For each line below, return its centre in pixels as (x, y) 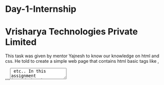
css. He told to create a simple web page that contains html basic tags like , (82, 61)
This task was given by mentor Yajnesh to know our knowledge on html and (82, 56)
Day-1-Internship (41, 9)
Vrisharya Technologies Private (71, 32)
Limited (21, 42)
